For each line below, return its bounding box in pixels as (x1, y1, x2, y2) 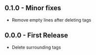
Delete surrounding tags (11, 44, 61, 50)
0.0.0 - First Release (4, 31, 68, 40)
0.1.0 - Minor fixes (4, 4, 62, 12)
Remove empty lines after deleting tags (11, 17, 92, 23)
